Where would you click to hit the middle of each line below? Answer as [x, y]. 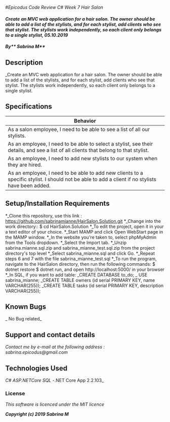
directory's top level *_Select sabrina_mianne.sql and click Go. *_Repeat [80, 253]
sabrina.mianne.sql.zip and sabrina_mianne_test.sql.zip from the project [80, 248]
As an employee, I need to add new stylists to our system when [83, 158]
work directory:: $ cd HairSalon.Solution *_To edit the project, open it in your [84, 226]
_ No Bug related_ [24, 319]
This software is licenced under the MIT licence [55, 404]
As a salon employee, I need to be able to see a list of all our [79, 129]
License [15, 393]
